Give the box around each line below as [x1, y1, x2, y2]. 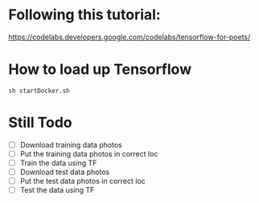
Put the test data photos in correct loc [19, 177, 146, 186]
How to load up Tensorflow [8, 60, 191, 79]
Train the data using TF [19, 158, 97, 168]
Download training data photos [19, 140, 122, 149]
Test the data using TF [19, 185, 95, 195]
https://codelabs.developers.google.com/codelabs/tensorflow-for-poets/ [8, 32, 251, 42]
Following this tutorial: [8, 6, 161, 24]
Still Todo [8, 114, 72, 132]
